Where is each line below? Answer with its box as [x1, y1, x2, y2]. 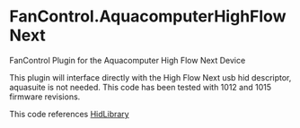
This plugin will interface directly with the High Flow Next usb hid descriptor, [9, 72, 292, 82]
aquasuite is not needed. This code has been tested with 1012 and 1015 [9, 81, 272, 92]
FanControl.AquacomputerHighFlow [9, 6, 287, 27]
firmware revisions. [9, 91, 81, 102]
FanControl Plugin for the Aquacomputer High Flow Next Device [9, 55, 246, 65]
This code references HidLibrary [9, 108, 129, 119]
